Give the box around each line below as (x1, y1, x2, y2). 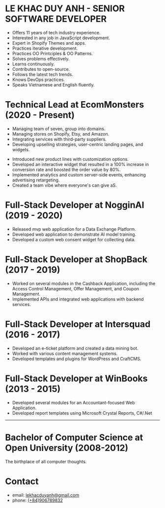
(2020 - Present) (5, 110, 75, 121)
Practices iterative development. (12, 45, 78, 51)
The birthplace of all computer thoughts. (5, 458, 87, 464)
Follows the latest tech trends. (12, 71, 74, 77)
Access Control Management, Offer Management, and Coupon (12, 285, 139, 291)
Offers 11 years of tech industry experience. (12, 29, 101, 35)
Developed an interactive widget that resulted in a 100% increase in (12, 161, 149, 167)
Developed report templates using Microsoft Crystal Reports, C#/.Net (12, 410, 152, 416)
